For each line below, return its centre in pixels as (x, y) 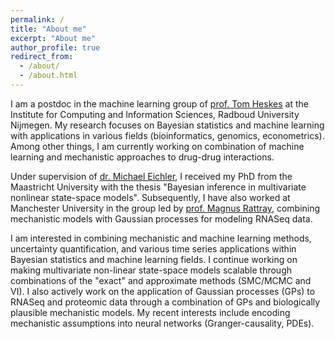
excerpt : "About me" (53, 38)
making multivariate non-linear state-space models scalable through (151, 270)
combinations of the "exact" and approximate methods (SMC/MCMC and (161, 280)
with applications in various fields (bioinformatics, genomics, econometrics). (167, 135)
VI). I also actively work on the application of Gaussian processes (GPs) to (163, 291)
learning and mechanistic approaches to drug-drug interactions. (142, 157)
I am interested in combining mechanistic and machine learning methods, (161, 238)
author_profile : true (55, 47)
